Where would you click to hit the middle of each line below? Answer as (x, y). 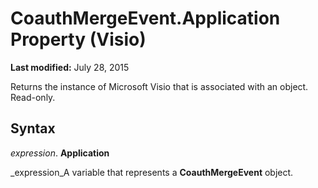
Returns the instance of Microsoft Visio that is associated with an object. (159, 86)
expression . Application (60, 153)
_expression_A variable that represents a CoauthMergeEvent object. (152, 172)
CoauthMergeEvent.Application (145, 18)
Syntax (33, 128)
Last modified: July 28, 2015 (70, 67)
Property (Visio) (78, 39)
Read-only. (33, 97)
